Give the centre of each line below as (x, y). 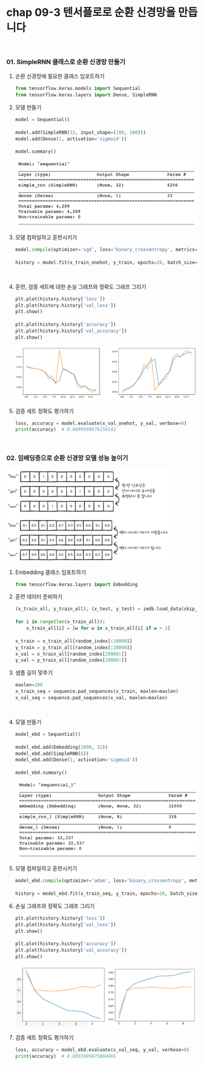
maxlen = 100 (29, 685)
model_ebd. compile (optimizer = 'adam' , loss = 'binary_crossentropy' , (101, 881)
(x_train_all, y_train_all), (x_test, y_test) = (78, 609)
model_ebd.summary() (41, 773)
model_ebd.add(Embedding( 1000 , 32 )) (61, 747)
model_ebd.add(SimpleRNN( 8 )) (52, 754)
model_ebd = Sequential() (48, 734)
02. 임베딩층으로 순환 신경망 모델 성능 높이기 (67, 458)
